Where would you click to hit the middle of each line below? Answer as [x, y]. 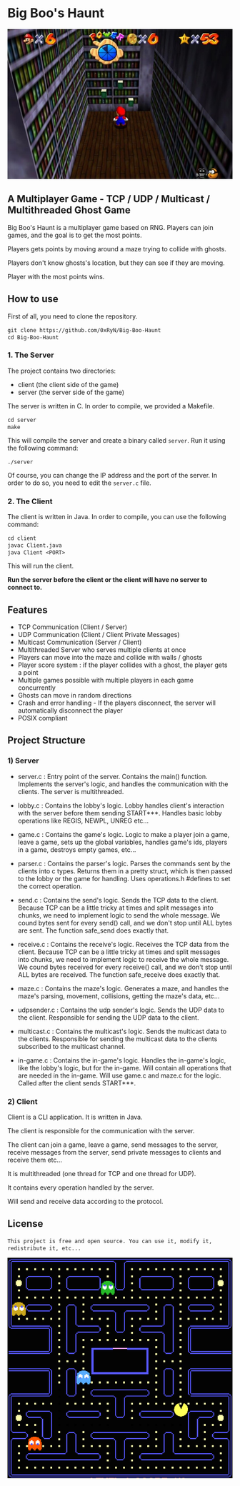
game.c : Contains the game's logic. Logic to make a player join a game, [124, 834]
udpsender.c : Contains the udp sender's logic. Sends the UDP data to [121, 1010]
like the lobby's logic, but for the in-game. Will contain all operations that [125, 1068]
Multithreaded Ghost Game [69, 210]
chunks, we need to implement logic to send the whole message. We [119, 915]
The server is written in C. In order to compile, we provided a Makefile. [111, 406]
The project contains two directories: [62, 371]
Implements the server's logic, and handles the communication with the [123, 784]
